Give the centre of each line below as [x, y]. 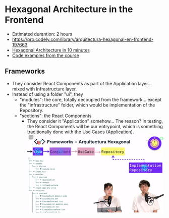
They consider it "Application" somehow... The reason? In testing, [95, 121]
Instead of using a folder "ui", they [48, 94]
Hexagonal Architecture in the [69, 9]
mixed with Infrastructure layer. [44, 89]
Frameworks [25, 71]
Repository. [31, 110]
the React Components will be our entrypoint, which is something [95, 126]
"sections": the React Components [55, 116]
